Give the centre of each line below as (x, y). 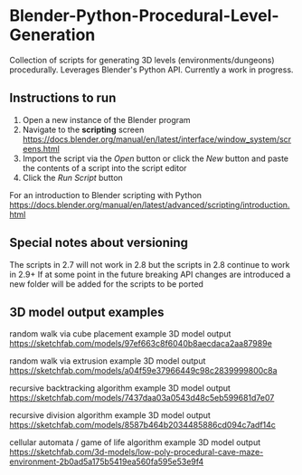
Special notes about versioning (99, 243)
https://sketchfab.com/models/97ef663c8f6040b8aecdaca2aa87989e (141, 344)
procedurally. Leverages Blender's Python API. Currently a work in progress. (151, 70)
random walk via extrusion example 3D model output (108, 361)
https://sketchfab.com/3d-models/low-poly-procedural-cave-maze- (137, 452)
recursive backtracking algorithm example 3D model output (120, 388)
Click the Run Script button (73, 177)
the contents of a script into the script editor (104, 167)
